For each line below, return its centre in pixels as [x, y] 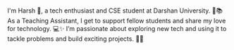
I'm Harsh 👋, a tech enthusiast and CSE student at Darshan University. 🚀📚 [115, 11]
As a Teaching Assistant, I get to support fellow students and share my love [117, 21]
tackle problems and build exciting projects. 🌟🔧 [76, 39]
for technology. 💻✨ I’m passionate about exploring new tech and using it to [117, 29]
